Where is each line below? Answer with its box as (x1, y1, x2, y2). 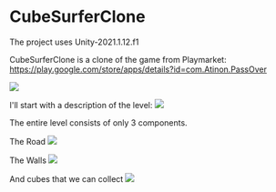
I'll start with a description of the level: (9, 99, 153, 110)
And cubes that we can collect (9, 173, 124, 184)
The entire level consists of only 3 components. (9, 116, 189, 128)
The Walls (9, 155, 47, 166)
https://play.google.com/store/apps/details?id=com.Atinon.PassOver (9, 64, 267, 75)
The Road (9, 136, 46, 147)
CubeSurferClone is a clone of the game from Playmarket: (9, 54, 227, 65)
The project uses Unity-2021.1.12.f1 (9, 36, 139, 47)
